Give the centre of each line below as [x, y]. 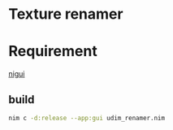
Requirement [53, 52]
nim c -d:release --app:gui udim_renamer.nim [86, 118]
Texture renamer [66, 14]
